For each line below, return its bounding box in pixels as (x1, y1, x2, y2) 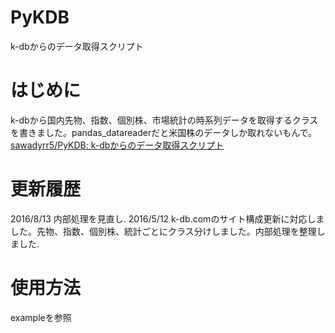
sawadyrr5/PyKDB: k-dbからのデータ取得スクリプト (10, 139, 225, 151)
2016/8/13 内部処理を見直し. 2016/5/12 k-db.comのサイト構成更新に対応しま (10, 212, 325, 225)
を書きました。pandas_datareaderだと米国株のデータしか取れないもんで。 (10, 126, 317, 138)
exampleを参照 (10, 311, 72, 323)
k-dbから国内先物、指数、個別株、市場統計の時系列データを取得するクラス (10, 114, 319, 126)
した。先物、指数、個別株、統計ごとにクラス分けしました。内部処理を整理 (10, 225, 317, 237)
